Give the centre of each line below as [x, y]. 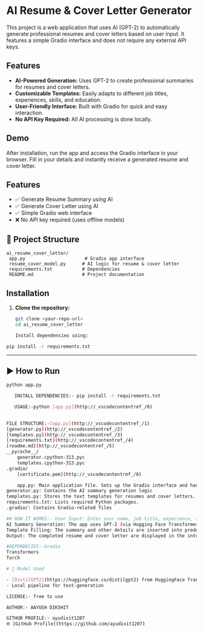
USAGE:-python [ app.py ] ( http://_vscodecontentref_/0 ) [83, 407]
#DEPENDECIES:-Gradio [34, 547]
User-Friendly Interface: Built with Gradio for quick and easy [91, 106]
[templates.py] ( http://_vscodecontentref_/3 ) [64, 435]
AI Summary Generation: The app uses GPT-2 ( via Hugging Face [86, 524]
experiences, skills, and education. [58, 100]
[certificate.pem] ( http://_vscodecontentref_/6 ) [79, 474]
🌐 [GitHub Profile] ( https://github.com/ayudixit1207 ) [76, 624]
